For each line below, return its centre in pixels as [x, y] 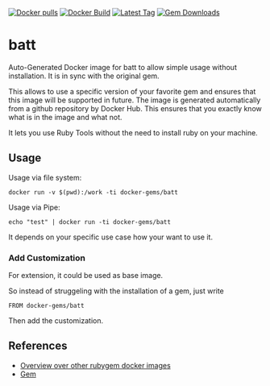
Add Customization [47, 258]
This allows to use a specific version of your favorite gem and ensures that [132, 91]
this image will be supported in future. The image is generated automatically [135, 100]
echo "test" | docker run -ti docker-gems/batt [90, 222]
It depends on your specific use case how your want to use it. [111, 237]
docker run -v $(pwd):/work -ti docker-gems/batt [93, 192]
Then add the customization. [56, 321]
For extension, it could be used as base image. [86, 276]
